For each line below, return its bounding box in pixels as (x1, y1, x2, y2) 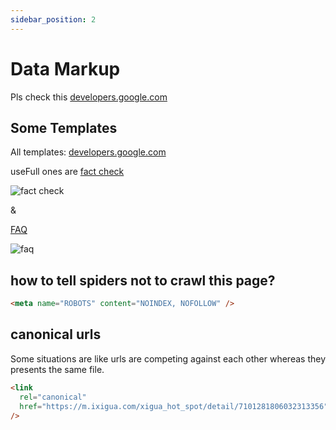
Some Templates (10, 119, 118, 136)
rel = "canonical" (19, 392, 87, 402)
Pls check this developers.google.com (10, 91, 168, 103)
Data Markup (10, 57, 121, 80)
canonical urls (10, 326, 102, 343)
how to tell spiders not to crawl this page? (10, 272, 276, 289)
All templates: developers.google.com (10, 146, 167, 158)
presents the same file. (10, 363, 105, 375)
